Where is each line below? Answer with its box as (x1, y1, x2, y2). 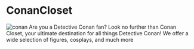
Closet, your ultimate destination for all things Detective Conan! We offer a (6, 29, 189, 36)
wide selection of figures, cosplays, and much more (6, 36, 134, 43)
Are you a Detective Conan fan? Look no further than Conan (29, 23, 177, 30)
